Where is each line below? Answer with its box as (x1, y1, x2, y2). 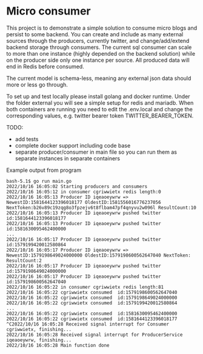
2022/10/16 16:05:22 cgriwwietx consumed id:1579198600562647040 (6, 289, 178, 295)
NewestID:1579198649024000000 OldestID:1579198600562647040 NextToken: (6, 252, 191, 258)
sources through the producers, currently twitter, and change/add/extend (6, 37, 190, 44)
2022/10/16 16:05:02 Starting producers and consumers (6, 183, 148, 189)
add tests (15, 135, 39, 143)
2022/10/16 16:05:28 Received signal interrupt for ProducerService (6, 332, 183, 338)
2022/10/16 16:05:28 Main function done (6, 342, 110, 349)
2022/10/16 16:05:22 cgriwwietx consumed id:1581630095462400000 (6, 310, 178, 316)
